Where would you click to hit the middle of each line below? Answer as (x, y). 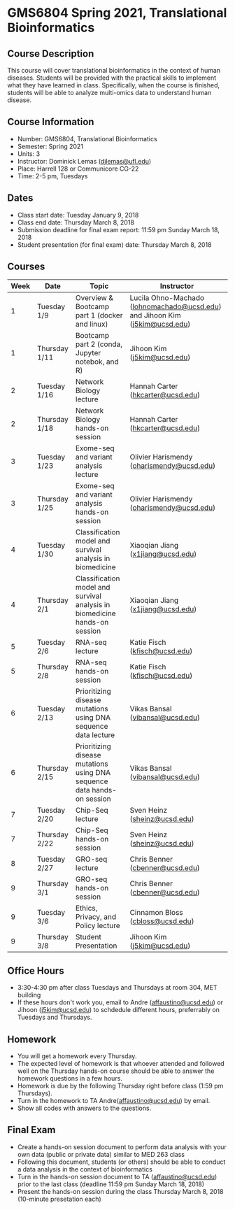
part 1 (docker (99, 315)
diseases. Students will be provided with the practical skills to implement (112, 78)
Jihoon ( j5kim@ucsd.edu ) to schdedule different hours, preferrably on (119, 1010)
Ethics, (87, 909)
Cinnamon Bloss (156, 913)
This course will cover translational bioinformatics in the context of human (114, 70)
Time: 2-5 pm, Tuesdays (52, 176)
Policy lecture (98, 926)
